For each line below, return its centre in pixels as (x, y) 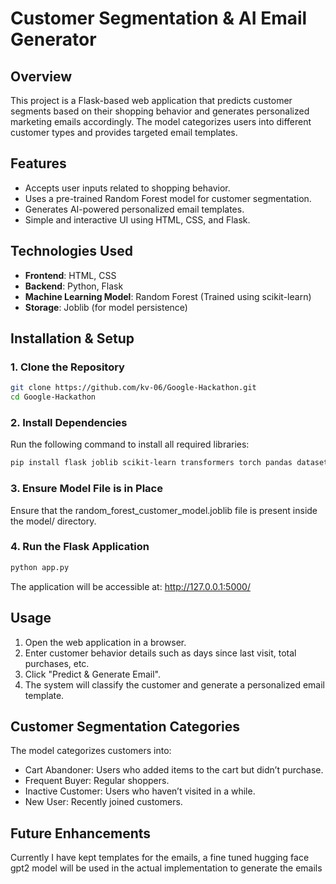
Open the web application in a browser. (105, 642)
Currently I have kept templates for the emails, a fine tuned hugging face (160, 858)
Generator (53, 39)
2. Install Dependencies (69, 422)
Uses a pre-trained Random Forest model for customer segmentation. (168, 198)
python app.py (40, 567)
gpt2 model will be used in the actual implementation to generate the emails (166, 868)
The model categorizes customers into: (91, 751)
